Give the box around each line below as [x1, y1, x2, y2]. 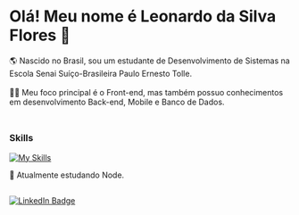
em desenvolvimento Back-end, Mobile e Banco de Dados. [9, 96, 225, 107]
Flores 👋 [9, 25, 71, 45]
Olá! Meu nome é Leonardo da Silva [9, 6, 277, 27]
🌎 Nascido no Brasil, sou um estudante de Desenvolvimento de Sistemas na [9, 55, 290, 66]
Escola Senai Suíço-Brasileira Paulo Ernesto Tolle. [9, 68, 193, 79]
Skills [9, 132, 34, 145]
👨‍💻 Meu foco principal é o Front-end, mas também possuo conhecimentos [9, 87, 284, 97]
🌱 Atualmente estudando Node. [9, 170, 125, 180]
